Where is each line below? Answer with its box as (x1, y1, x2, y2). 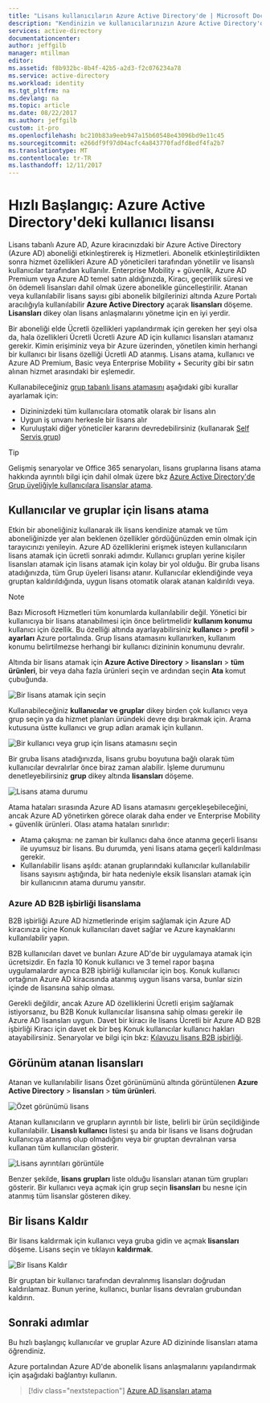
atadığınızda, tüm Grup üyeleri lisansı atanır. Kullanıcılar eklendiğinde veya (8, 567, 253, 577)
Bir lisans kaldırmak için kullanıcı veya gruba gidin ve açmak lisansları (8, 1236, 239, 1245)
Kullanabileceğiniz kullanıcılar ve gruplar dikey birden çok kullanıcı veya (8, 705, 248, 715)
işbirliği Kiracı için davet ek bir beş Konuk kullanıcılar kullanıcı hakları (8, 1024, 235, 1034)
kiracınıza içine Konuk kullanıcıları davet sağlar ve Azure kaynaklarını (8, 925, 235, 935)
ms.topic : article (8, 101, 70, 109)
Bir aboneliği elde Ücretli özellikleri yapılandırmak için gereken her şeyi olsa (8, 324, 258, 334)
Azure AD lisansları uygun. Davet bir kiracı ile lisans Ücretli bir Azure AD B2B (8, 1016, 261, 1025)
